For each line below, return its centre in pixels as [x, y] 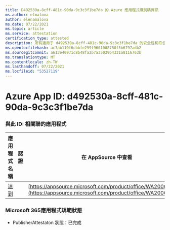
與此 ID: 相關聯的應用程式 [36, 124]
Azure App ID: [35, 96]
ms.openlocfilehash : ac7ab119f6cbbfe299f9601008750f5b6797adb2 [73, 48]
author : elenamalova [27, 19]
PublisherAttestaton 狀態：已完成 [47, 222]
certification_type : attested [37, 39]
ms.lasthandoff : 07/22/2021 [35, 67]
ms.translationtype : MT [30, 57]
